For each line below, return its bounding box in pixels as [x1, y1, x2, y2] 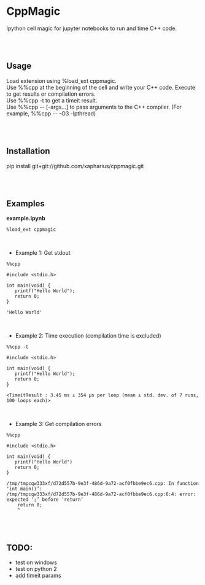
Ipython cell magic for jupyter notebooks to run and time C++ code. [6, 25, 177, 32]
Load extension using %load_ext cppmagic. [6, 77, 117, 84]
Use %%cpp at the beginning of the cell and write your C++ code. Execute [6, 83, 196, 91]
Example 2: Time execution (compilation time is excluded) [15, 332, 161, 339]
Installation [6, 146, 50, 157]
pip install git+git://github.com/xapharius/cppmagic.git [6, 162, 144, 169]
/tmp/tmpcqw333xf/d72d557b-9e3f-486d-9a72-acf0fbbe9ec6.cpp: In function [6, 481, 199, 487]
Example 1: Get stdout [15, 249, 71, 257]
